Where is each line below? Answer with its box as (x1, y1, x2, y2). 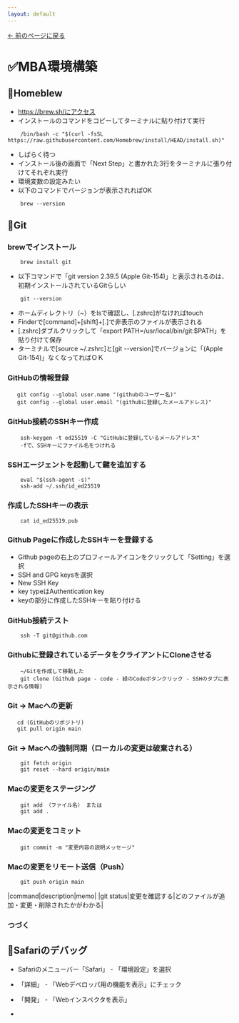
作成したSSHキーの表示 (7, 500, 88, 510)
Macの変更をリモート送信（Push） (7, 862, 128, 872)
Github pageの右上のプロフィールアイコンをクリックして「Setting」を (17, 553, 225, 561)
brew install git (20, 258, 72, 266)
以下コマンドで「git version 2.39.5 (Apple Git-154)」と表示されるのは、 (17, 272, 228, 281)
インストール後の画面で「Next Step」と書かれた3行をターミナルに (17, 158, 214, 168)
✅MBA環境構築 (7, 59, 98, 75)
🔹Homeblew (7, 87, 63, 100)
